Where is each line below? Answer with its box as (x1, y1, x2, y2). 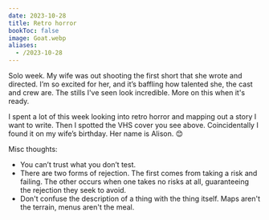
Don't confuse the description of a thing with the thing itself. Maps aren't (19, 194, 261, 203)
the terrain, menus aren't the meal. (19, 202, 135, 212)
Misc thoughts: (8, 145, 58, 154)
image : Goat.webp (8, 34, 67, 42)
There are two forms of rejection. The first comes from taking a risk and (19, 169, 258, 178)
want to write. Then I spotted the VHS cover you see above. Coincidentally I (8, 121, 259, 130)
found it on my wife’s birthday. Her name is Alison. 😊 (8, 129, 183, 138)
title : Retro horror (8, 19, 78, 27)
